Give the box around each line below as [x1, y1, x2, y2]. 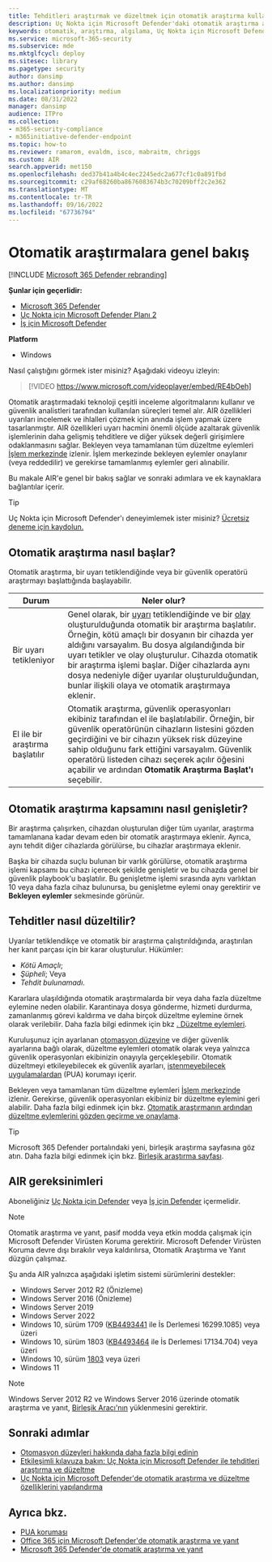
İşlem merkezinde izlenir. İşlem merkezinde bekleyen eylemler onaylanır [8, 449, 248, 459]
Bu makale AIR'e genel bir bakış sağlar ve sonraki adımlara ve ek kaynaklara [8, 473, 261, 483]
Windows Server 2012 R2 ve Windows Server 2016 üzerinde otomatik [8, 1394, 240, 1404]
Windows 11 [19, 1362, 60, 1372]
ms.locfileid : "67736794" [8, 208, 96, 216]
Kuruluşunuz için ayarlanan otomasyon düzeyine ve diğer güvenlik [8, 1034, 229, 1044]
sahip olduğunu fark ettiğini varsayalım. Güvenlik [67, 744, 253, 755]
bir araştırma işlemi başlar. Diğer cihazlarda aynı [67, 659, 250, 671]
